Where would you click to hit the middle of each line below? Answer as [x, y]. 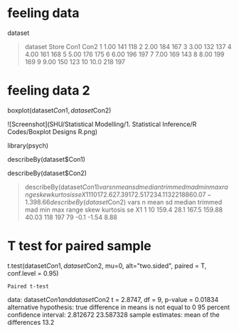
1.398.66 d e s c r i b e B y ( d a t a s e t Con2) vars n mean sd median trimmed [123, 202]
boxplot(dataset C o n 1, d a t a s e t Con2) [59, 110]
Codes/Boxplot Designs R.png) [53, 131]
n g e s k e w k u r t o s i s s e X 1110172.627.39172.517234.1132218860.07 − [118, 194]
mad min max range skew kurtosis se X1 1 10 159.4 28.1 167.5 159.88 [123, 209]
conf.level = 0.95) [33, 273]
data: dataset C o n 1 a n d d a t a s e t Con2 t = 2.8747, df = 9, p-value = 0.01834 [113, 299]
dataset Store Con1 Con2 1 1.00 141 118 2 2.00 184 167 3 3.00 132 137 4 [128, 46]
